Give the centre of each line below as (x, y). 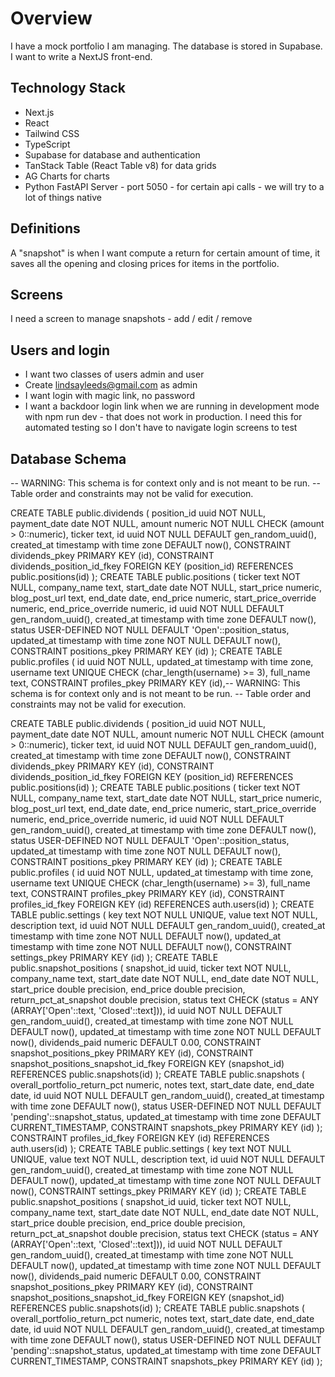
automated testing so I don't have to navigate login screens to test (161, 428)
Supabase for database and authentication (112, 154)
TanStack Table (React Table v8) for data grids (120, 165)
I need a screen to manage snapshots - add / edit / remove (131, 319)
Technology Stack (68, 88)
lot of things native (63, 197)
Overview (51, 18)
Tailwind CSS (52, 133)
